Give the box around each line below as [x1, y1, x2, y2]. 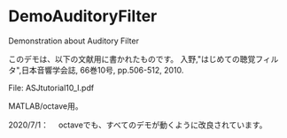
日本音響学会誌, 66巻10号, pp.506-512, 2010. [20, 65, 184, 75]
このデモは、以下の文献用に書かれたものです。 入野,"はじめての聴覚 [8, 53, 256, 64]
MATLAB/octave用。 [8, 100, 83, 111]
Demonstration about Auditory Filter [8, 35, 139, 46]
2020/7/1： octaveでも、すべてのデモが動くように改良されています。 [8, 119, 268, 130]
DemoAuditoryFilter [8, 6, 158, 27]
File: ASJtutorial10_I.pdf [8, 82, 95, 93]
